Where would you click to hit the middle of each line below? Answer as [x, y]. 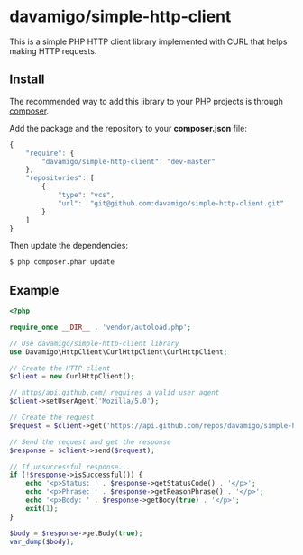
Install [27, 80]
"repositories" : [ [60, 178]
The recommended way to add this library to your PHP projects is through [147, 101]
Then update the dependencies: [69, 246]
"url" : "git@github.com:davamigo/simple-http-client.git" [170, 203]
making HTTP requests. [53, 50]
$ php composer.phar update [62, 262]
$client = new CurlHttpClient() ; [72, 377]
